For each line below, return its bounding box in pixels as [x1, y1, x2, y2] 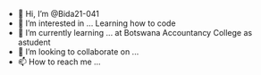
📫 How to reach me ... [17, 56, 101, 67]
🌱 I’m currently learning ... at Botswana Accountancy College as [17, 28, 253, 37]
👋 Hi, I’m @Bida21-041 [17, 9, 100, 19]
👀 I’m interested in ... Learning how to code [17, 18, 176, 29]
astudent [17, 37, 51, 47]
